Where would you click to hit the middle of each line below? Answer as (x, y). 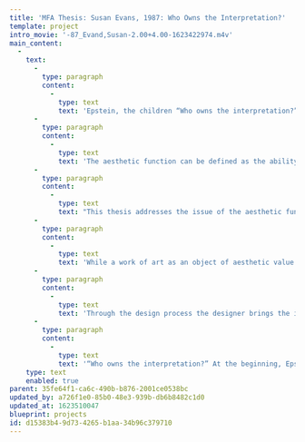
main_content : (36, 43)
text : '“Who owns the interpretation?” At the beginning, (170, 364)
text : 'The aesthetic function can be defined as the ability (178, 161)
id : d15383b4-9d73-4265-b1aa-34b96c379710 (91, 423)
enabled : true (52, 381)
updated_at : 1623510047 (54, 406)
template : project (44, 26)
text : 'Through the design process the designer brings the (174, 313)
